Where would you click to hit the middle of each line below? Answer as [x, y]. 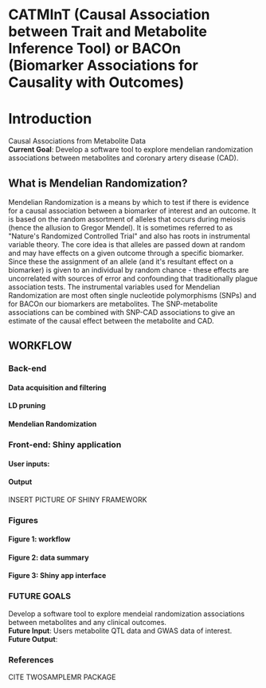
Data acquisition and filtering [57, 387]
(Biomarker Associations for [104, 66]
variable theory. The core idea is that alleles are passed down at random [127, 244]
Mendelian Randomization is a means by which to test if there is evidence [129, 202]
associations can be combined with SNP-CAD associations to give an [122, 312]
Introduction [50, 119]
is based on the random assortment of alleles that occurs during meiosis [127, 219]
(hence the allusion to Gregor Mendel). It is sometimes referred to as [121, 227]
